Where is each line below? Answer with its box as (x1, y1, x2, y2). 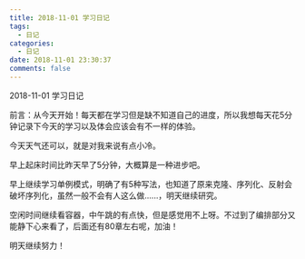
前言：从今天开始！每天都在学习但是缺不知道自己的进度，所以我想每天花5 (9, 109, 285, 120)
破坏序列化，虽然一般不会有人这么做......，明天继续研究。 (9, 190, 222, 201)
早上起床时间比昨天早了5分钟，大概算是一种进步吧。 (9, 159, 206, 170)
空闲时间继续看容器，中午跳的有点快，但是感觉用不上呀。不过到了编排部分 (9, 209, 288, 220)
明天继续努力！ (9, 240, 65, 251)
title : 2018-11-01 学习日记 (9, 13, 111, 23)
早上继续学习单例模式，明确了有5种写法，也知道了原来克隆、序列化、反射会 (9, 178, 293, 189)
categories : (9, 38, 54, 48)
